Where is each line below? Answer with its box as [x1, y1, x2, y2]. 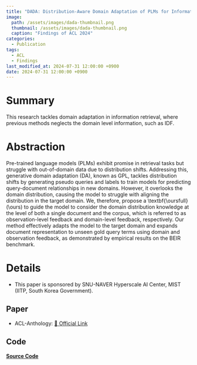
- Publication [11, 42, 46, 48]
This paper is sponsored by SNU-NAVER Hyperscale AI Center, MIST [14, 281, 181, 288]
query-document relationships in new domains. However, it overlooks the [6, 185, 183, 192]
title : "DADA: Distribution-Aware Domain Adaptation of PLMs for [6, 8, 169, 15]
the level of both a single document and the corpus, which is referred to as [6, 210, 186, 217]
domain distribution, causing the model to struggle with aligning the [6, 191, 169, 198]
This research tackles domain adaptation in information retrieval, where [6, 113, 178, 120]
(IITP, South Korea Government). [14, 287, 94, 294]
